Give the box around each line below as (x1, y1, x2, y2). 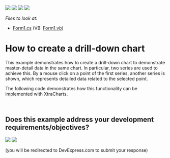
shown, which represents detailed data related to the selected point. (5, 75, 148, 82)
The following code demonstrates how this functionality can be (5, 85, 137, 91)
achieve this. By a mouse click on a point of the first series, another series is (5, 70, 165, 76)
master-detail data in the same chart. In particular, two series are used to (5, 65, 158, 71)
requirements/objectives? (5, 123, 90, 132)
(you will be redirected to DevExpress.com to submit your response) (5, 147, 148, 153)
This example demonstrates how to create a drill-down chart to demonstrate (5, 59, 165, 65)
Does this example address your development (5, 115, 154, 124)
